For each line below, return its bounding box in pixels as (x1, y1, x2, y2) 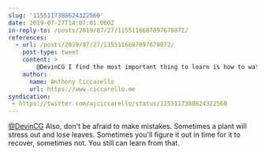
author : (22, 70, 47, 78)
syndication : (8, 93, 51, 100)
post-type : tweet (22, 48, 80, 56)
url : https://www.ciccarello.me (28, 85, 136, 93)
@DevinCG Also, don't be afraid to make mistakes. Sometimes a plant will (8, 122, 247, 131)
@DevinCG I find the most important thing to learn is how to (36, 63, 245, 71)
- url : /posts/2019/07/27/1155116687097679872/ (15, 41, 175, 49)
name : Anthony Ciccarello (28, 77, 114, 85)
